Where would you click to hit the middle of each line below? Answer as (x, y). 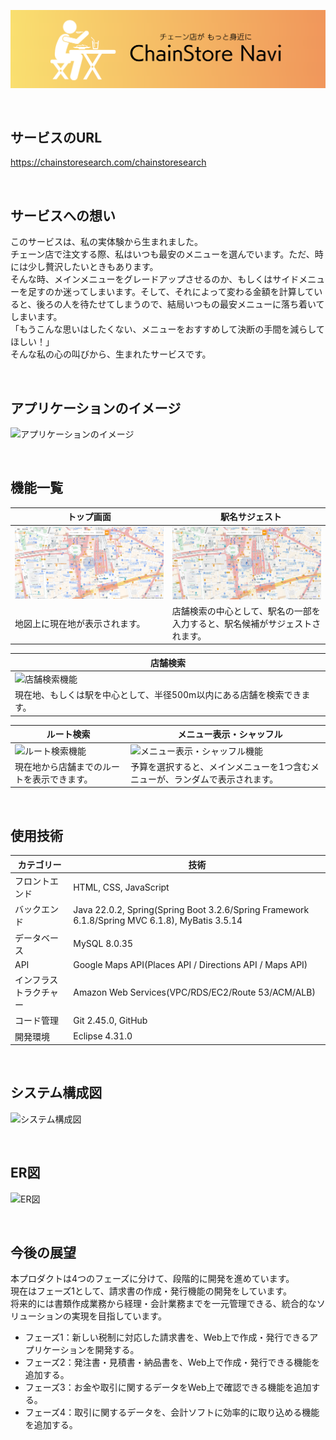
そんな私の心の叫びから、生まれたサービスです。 (111, 354)
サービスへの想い (63, 215)
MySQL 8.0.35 (103, 944)
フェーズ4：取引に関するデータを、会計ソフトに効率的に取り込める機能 (172, 1412)
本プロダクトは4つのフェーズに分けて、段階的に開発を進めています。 (152, 1279)
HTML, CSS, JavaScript (121, 887)
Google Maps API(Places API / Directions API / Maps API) (190, 964)
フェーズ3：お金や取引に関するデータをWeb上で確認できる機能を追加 (168, 1387)
